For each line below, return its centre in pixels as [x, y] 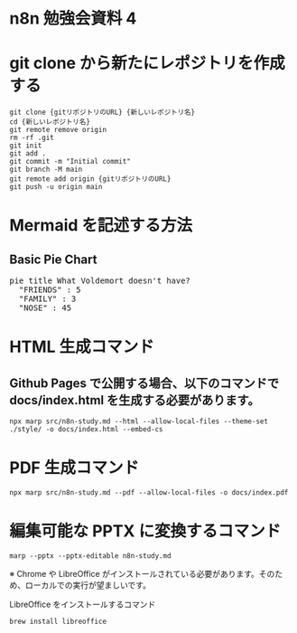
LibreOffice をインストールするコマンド [83, 604]
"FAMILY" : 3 [47, 299]
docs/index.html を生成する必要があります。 [135, 400]
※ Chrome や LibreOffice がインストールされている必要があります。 [135, 574]
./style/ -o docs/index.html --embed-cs [87, 430]
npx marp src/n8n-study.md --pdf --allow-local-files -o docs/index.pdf [149, 493]
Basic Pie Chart [53, 259]
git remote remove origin [58, 130]
